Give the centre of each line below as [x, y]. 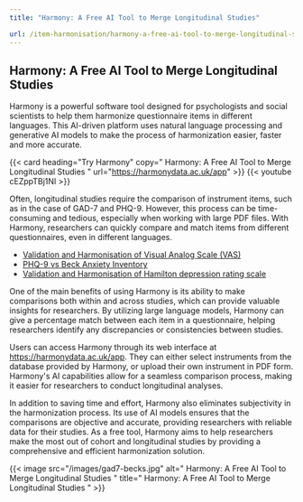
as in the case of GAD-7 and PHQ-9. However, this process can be [133, 209]
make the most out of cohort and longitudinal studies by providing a [135, 442]
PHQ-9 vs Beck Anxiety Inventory [85, 265]
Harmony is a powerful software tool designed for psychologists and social [149, 107]
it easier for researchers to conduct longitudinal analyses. [116, 386]
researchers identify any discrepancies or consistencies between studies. [147, 330]
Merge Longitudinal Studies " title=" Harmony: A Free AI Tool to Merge [140, 479]
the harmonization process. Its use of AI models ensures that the [129, 413]
